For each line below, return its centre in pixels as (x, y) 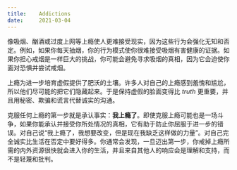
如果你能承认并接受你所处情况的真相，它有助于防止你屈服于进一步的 (118, 124)
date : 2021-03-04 (39, 20)
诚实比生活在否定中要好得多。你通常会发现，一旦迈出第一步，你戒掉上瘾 (118, 141)
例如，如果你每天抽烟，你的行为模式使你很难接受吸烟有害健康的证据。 (121, 50)
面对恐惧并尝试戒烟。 (38, 67)
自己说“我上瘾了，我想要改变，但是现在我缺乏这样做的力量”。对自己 (124, 132)
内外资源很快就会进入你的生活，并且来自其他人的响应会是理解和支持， (121, 150)
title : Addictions (39, 14)
